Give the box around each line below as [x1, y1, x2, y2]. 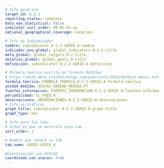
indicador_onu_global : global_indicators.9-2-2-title [5, 47, 117, 53]
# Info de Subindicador [5, 39, 54, 44]
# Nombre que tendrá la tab [5, 138, 62, 143]
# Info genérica [5, 7, 38, 12]
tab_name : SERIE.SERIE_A [5, 142, 56, 147]
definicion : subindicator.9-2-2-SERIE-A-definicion [5, 62, 112, 66]
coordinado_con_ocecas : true [5, 156, 64, 161]
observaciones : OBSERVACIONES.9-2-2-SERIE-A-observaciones [5, 97, 128, 103]
